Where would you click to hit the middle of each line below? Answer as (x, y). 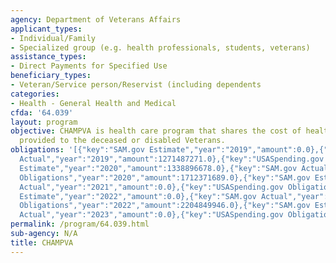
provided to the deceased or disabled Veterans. (122, 141)
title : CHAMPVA (42, 242)
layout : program (44, 122)
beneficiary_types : (51, 76)
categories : (35, 94)
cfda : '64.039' (42, 112)
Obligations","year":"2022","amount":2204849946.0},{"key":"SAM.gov (165, 206)
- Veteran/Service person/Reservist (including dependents (136, 85)
